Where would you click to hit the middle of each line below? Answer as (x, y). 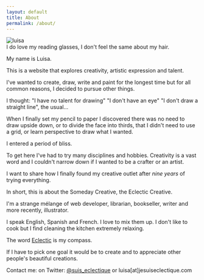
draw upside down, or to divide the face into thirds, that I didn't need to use (101, 125)
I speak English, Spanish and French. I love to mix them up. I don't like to (97, 222)
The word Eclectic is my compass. (49, 240)
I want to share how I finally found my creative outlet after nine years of (96, 173)
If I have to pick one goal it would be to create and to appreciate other (94, 252)
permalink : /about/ (31, 23)
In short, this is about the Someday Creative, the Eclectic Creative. (89, 192)
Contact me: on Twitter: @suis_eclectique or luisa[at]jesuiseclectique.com (99, 270)
